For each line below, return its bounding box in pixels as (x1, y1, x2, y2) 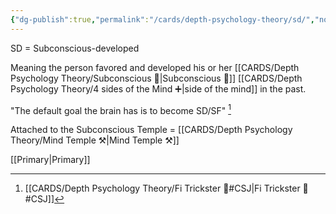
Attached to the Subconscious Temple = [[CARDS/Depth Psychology (10, 124, 293, 136)
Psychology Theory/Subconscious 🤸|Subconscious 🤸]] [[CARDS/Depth (10, 72, 303, 84)
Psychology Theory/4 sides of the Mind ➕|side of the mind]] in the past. (10, 82, 307, 95)
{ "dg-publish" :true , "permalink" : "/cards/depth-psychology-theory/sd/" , (10, 14, 315, 25)
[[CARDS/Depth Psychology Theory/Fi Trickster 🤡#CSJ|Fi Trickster (24, 182, 301, 195)
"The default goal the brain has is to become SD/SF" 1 (10, 102, 232, 116)
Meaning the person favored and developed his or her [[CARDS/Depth (10, 61, 300, 73)
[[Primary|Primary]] (10, 154, 91, 166)
